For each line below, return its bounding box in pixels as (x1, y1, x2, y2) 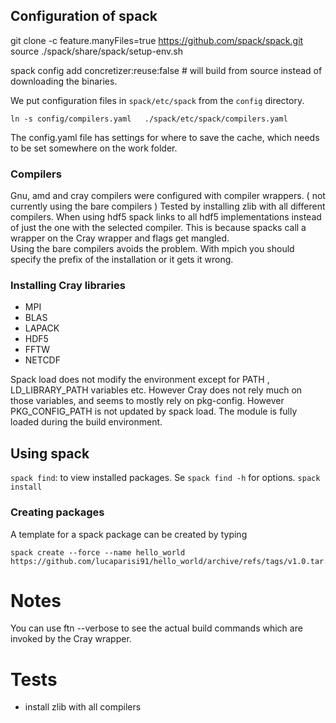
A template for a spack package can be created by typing (10, 528, 248, 540)
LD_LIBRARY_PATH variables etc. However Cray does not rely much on (10, 384, 303, 396)
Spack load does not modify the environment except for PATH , (10, 374, 270, 386)
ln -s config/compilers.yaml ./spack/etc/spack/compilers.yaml (10, 114, 288, 124)
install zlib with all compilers (24, 701, 142, 713)
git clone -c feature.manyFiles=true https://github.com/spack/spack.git (10, 34, 304, 46)
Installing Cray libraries (10, 279, 126, 293)
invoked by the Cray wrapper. (10, 633, 132, 645)
